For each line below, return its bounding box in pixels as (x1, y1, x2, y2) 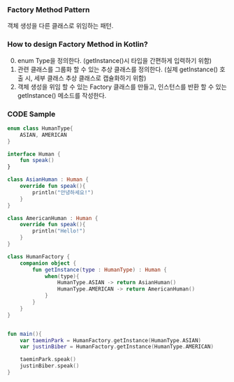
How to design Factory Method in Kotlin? (7, 40, 148, 50)
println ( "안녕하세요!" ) (32, 189, 94, 196)
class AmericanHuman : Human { (7, 214, 98, 221)
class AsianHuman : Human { (7, 176, 89, 183)
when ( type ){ (44, 272, 80, 280)
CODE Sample (7, 109, 56, 119)
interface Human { (7, 150, 61, 158)
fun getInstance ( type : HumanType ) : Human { (32, 266, 168, 273)
